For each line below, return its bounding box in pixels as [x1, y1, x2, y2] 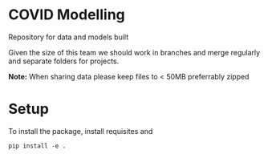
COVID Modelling [8, 6, 126, 24]
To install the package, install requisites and [8, 126, 153, 136]
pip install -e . [8, 142, 67, 150]
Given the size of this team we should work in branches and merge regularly [8, 47, 261, 57]
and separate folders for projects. [8, 56, 120, 66]
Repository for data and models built [8, 32, 129, 42]
